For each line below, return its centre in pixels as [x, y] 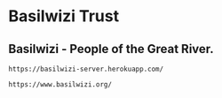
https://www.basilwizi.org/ [60, 85]
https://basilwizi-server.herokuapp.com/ [86, 69]
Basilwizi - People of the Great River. [111, 49]
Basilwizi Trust [64, 16]
